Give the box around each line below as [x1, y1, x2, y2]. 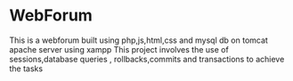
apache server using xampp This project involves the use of [9, 44, 229, 54]
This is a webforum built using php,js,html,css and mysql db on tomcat [9, 35, 269, 45]
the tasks [9, 63, 43, 74]
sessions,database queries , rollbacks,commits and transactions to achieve [9, 53, 285, 64]
